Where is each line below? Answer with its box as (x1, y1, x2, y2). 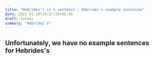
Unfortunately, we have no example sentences (5, 39, 150, 47)
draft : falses (5, 16, 34, 21)
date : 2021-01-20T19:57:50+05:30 (5, 12, 73, 17)
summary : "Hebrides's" (5, 20, 51, 26)
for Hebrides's (5, 46, 50, 55)
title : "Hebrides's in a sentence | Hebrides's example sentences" (5, 7, 145, 12)
